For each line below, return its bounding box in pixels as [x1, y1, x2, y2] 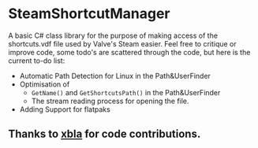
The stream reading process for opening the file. [31, 96, 189, 105]
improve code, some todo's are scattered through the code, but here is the [8, 47, 251, 57]
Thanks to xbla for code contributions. [8, 128, 201, 141]
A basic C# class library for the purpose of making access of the [8, 31, 219, 40]
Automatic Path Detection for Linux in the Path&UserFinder [19, 71, 211, 80]
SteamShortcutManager [8, 5, 170, 23]
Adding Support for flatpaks [19, 104, 110, 114]
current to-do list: [8, 56, 65, 65]
